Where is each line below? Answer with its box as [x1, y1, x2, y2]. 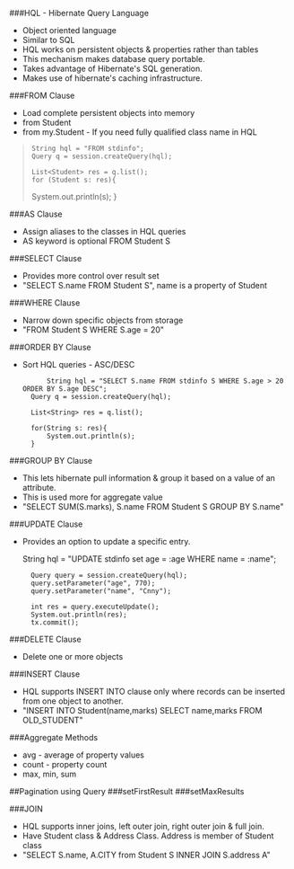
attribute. [22, 483, 56, 492]
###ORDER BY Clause [9, 341, 91, 352]
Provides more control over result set [22, 270, 160, 281]
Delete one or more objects [22, 652, 124, 661]
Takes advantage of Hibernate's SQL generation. [22, 63, 203, 74]
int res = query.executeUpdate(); [30, 602, 160, 611]
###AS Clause [9, 208, 63, 219]
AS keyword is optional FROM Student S [22, 235, 171, 246]
